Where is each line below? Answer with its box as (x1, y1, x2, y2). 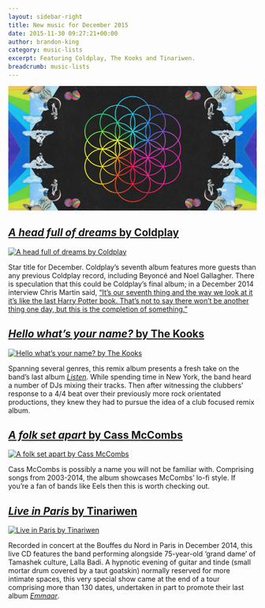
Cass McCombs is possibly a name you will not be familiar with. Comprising (8, 465, 254, 474)
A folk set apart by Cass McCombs (8, 428, 183, 442)
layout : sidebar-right (8, 13, 83, 21)
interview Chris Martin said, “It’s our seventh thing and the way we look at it (8, 287, 253, 296)
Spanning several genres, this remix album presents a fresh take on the (8, 364, 240, 373)
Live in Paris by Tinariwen (8, 504, 138, 518)
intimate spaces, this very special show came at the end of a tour (8, 574, 220, 584)
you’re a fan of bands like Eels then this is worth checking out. (8, 481, 211, 491)
